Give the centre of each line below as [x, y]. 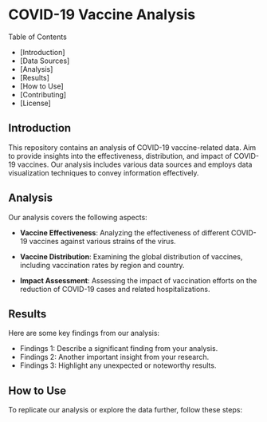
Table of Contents [38, 37]
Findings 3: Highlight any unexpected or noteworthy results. [118, 365]
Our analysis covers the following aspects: [78, 217]
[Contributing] [43, 94]
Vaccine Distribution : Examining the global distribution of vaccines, [131, 256]
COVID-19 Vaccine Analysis [102, 15]
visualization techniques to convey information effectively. [104, 172]
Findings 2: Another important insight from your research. [114, 357]
